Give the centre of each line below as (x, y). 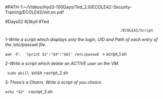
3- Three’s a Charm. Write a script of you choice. (54, 82)
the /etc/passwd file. (26, 45)
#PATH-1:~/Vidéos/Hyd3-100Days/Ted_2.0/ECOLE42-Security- (69, 7)
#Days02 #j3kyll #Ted (27, 22)
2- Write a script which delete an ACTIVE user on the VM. (62, 63)
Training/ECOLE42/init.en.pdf (35, 12)
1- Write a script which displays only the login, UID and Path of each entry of (81, 39)
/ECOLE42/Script (137, 31)
